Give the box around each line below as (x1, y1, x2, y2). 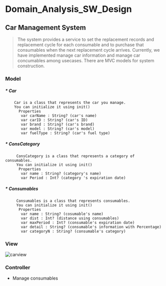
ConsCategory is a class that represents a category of (16, 153, 135, 159)
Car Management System (5, 23, 86, 32)
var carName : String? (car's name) (20, 113, 97, 118)
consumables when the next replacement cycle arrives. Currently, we (17, 47, 160, 53)
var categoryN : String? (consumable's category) (20, 229, 126, 234)
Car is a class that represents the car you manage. (14, 100, 126, 105)
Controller (5, 264, 30, 271)
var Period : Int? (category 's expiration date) (20, 175, 126, 180)
